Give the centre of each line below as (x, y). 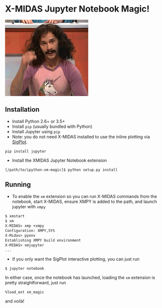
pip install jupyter (26, 151)
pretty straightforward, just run (36, 282)
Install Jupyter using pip (36, 131)
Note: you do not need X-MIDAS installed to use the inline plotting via (81, 137)
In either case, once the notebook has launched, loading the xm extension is (80, 277)
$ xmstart (15, 216)
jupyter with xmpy (29, 206)
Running (18, 185)
